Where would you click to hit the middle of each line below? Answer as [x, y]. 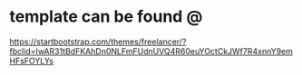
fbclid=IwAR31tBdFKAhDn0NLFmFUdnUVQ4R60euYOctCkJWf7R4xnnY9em [151, 51]
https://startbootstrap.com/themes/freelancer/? [98, 42]
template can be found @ [106, 17]
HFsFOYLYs [32, 61]
